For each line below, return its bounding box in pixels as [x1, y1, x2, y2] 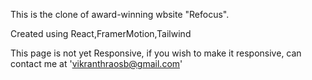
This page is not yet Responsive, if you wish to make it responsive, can [10, 47, 302, 59]
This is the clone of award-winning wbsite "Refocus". [10, 9, 230, 20]
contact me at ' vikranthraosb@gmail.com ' [10, 58, 183, 69]
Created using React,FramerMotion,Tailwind [10, 28, 192, 39]
